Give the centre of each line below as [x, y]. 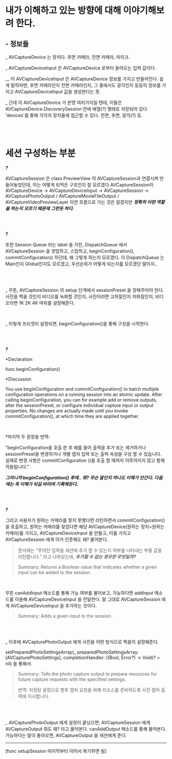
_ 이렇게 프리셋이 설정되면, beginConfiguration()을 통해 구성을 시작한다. [77, 324]
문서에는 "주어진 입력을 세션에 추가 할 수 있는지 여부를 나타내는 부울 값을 [90, 550]
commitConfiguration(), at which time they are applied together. [72, 416]
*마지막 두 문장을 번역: [28, 436]
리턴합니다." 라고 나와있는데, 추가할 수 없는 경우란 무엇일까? [77, 557]
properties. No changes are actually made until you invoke [67, 411]
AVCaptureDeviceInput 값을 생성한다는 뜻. [58, 92]
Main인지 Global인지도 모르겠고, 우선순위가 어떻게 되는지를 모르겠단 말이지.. [81, 264]
